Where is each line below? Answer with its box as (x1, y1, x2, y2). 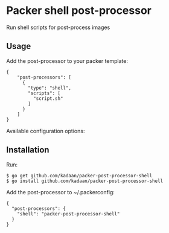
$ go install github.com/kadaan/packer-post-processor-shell (6, 178, 164, 184)
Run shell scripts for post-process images (6, 24, 110, 31)
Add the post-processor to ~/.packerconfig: (6, 188, 115, 195)
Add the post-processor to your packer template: (6, 57, 129, 64)
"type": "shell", (28, 85, 71, 91)
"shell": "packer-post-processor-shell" (17, 211, 120, 217)
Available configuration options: (6, 127, 85, 134)
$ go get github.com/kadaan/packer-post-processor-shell (6, 172, 153, 179)
